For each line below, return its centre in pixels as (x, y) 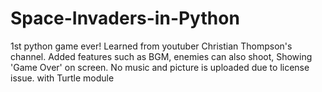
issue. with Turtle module (62, 78)
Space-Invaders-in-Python (125, 18)
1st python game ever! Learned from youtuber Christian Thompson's (151, 46)
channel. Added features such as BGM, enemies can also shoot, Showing (161, 56)
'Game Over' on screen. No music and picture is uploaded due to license (160, 67)
